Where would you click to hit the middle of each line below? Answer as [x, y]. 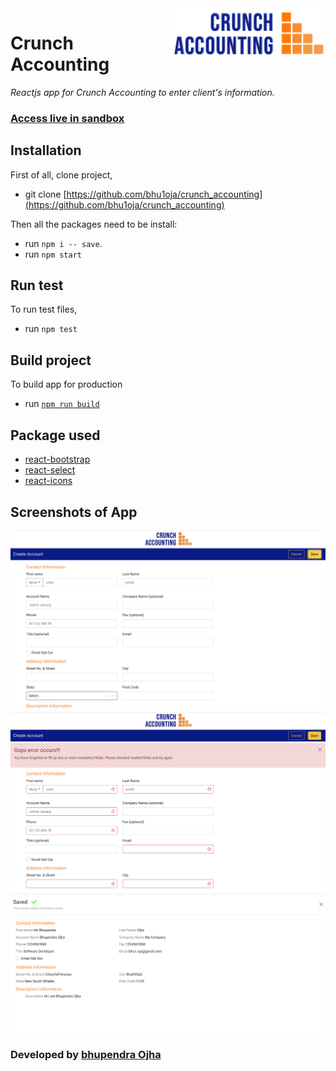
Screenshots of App [74, 512]
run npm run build [62, 404]
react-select [50, 470]
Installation [46, 150]
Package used [55, 435]
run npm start [53, 254]
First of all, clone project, [61, 174]
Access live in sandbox [67, 118]
